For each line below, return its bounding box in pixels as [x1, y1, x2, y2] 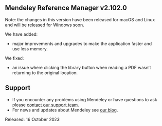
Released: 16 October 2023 [5, 116, 60, 122]
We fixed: [5, 55, 24, 61]
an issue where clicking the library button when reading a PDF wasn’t [12, 64, 151, 70]
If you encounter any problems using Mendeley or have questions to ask [12, 96, 157, 102]
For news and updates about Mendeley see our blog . [12, 107, 118, 113]
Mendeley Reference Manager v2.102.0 [5, 4, 127, 12]
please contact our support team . [12, 102, 79, 108]
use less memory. [12, 46, 48, 51]
